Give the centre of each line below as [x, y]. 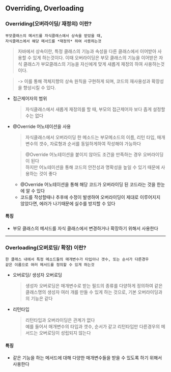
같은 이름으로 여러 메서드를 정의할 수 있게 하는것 [50, 265]
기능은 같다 [42, 299]
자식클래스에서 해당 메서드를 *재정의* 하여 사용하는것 [53, 41]
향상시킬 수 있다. [39, 87]
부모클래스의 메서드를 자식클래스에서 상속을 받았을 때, [54, 36]
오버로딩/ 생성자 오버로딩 [37, 275]
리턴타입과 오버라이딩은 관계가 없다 [60, 320]
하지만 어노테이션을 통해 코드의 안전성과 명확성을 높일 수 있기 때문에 [93, 167]
